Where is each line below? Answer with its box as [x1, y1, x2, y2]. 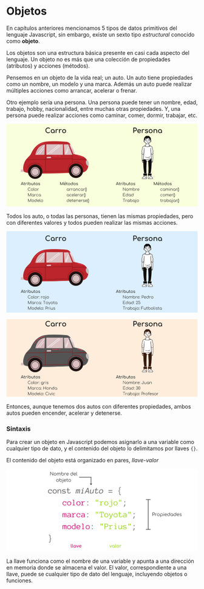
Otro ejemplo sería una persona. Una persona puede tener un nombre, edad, [6, 99, 198, 106]
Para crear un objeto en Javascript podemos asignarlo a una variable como [6, 439, 194, 446]
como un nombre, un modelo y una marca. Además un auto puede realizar [6, 80, 192, 88]
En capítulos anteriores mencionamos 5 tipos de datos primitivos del [6, 24, 177, 32]
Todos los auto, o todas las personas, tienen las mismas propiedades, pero [6, 212, 194, 220]
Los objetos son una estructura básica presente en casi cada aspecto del [6, 49, 190, 56]
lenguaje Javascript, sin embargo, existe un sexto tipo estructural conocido [6, 30, 195, 38]
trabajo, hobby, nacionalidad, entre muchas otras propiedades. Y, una [6, 105, 181, 112]
